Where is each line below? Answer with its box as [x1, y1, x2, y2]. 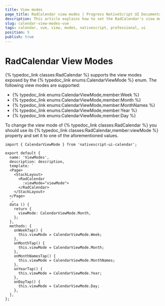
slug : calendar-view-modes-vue [5, 21, 69, 26]
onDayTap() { [14, 279, 41, 284]
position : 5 [5, 30, 29, 35]
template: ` [9, 163, 34, 168]
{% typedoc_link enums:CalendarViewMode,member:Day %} [12, 112, 136, 118]
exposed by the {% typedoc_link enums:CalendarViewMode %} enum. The [5, 77, 157, 83]
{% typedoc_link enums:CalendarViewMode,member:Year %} [12, 107, 137, 113]
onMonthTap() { [14, 241, 45, 246]
